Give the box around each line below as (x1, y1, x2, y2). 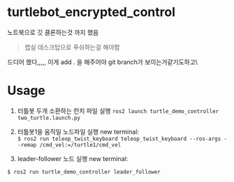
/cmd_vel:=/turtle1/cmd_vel (39, 141, 122, 149)
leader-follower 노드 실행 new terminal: (17, 154, 129, 162)
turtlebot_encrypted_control (7, 4, 176, 20)
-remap (17, 141, 37, 149)
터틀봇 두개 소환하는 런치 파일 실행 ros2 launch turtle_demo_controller (17, 106, 219, 115)
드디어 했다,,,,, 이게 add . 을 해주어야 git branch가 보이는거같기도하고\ (7, 57, 198, 66)
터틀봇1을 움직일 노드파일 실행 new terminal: (17, 127, 140, 136)
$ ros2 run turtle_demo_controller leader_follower (7, 168, 161, 175)
